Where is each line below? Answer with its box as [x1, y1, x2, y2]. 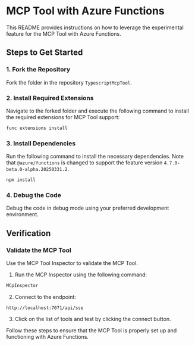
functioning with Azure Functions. [6, 333, 89, 340]
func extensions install [6, 125, 68, 131]
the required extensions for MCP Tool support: [6, 113, 120, 120]
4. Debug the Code [6, 191, 61, 199]
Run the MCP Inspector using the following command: [14, 271, 147, 278]
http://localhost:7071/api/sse [6, 305, 84, 311]
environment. [6, 211, 39, 218]
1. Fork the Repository [6, 66, 71, 74]
